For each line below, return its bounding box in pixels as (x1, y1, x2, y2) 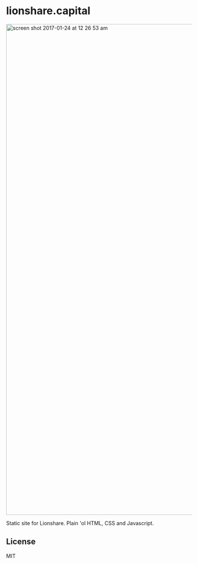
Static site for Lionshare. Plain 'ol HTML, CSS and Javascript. (6, 519, 154, 526)
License (6, 537, 36, 547)
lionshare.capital (6, 4, 91, 18)
